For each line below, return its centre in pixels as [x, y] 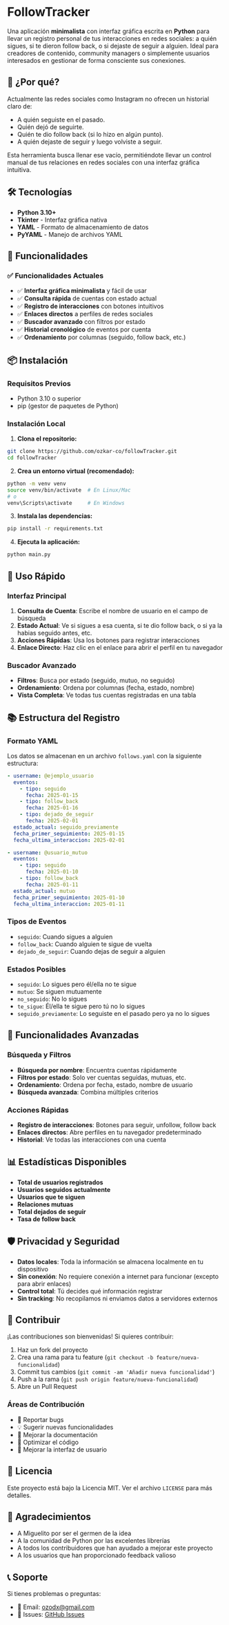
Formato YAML [33, 741]
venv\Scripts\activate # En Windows [66, 503]
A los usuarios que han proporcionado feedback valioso [97, 1555]
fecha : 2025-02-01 [52, 821]
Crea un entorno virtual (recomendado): [76, 471]
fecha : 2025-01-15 [52, 795]
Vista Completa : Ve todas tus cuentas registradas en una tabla [107, 695]
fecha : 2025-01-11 [52, 885]
